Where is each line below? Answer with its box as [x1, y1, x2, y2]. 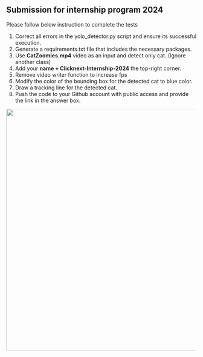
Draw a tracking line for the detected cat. [14, 84, 118, 91]
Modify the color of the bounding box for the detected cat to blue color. [14, 77, 193, 85]
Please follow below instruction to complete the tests [6, 21, 138, 28]
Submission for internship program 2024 [6, 5, 164, 15]
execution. [14, 39, 42, 46]
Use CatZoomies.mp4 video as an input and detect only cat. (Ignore [14, 51, 186, 59]
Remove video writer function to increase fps [14, 71, 127, 78]
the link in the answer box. [14, 97, 81, 104]
